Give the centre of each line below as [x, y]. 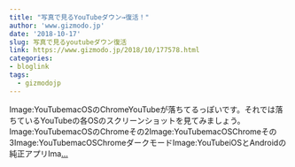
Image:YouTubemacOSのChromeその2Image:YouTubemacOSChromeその [143, 131]
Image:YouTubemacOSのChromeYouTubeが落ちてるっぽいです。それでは [143, 109]
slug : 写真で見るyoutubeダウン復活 [68, 42]
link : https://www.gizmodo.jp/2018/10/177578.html [105, 50]
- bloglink [29, 67]
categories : [31, 58]
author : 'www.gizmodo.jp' [57, 26]
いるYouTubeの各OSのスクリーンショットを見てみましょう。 [135, 120]
